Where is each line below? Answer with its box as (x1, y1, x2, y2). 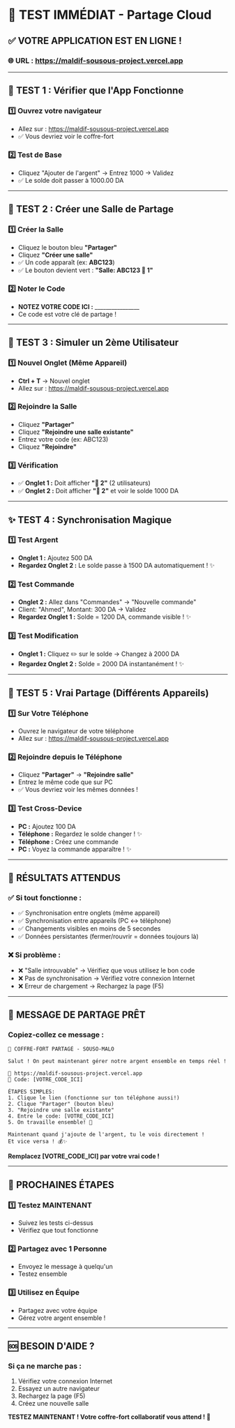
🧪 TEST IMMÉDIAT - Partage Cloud (8, 7, 212, 23)
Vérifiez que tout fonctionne (17, 1226, 98, 1235)
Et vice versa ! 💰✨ (8, 1138, 68, 1145)
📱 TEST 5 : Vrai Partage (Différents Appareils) (8, 687, 209, 699)
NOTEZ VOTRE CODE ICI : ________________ (17, 302, 140, 310)
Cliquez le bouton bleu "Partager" (17, 243, 118, 251)
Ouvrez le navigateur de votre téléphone (17, 727, 135, 735)
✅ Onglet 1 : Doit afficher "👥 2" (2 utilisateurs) (17, 479, 151, 488)
